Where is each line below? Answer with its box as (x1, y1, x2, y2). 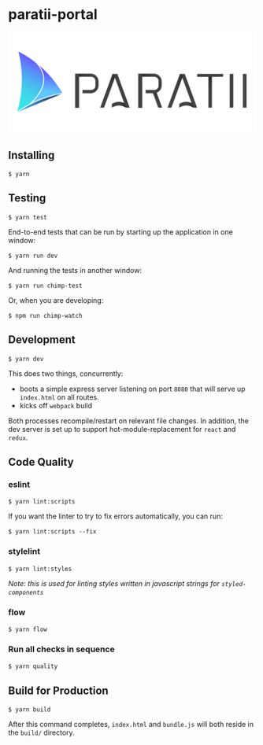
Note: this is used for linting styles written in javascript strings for (8, 578, 220, 588)
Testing (8, 191, 46, 205)
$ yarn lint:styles (8, 565, 72, 573)
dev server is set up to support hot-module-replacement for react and (8, 424, 236, 433)
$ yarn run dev (8, 252, 58, 260)
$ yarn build (8, 706, 51, 714)
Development (8, 333, 76, 347)
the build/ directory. (8, 728, 75, 737)
